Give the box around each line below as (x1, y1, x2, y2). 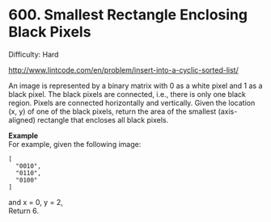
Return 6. (8, 206, 39, 216)
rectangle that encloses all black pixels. (37, 115, 168, 124)
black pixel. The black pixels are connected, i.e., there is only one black (8, 89, 247, 98)
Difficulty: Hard (8, 49, 59, 59)
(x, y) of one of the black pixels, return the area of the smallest (8, 107, 217, 116)
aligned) (8, 115, 36, 124)
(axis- (218, 107, 238, 116)
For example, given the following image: (8, 139, 142, 149)
